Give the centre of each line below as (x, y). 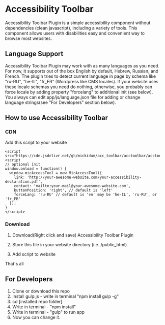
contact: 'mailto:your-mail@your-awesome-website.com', (72, 186)
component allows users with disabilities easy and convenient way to (75, 33)
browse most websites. (29, 38)
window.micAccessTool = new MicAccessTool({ (56, 173)
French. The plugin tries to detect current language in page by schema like (81, 76)
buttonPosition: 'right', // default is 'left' (63, 191)
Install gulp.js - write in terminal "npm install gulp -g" (66, 296)
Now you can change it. (36, 317)
